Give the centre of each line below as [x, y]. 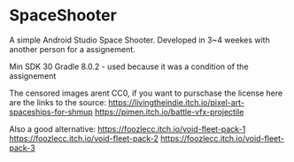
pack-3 [22, 148]
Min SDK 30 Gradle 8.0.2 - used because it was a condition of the [129, 66]
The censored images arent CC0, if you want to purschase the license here [146, 93]
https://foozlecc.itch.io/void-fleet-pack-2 [84, 138]
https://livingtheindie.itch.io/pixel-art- [177, 102]
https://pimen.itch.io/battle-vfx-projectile [169, 112]
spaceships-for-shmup [51, 112]
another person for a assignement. [72, 49]
